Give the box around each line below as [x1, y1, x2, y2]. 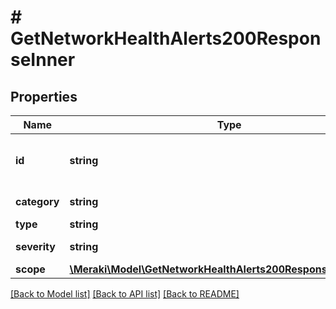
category [15, 195, 60, 208]
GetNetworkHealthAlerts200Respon [10, 27, 322, 50]
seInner [10, 49, 76, 71]
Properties [10, 88, 78, 105]
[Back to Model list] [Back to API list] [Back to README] [10, 288, 240, 300]
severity [15, 240, 56, 253]
